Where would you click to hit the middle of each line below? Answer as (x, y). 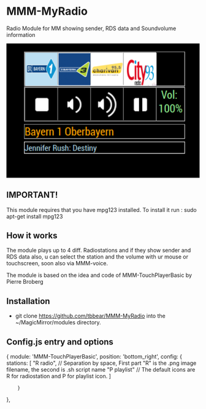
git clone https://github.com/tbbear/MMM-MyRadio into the (90, 316)
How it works (32, 236)
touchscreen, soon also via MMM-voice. (57, 263)
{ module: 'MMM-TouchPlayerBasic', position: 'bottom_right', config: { (94, 357)
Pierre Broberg (25, 282)
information (21, 34)
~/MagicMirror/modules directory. (58, 322)
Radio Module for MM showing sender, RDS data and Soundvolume (91, 28)
